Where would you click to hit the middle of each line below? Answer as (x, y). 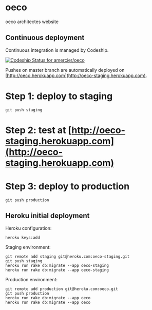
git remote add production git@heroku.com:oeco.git (62, 289)
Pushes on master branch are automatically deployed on (65, 70)
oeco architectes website (32, 22)
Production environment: (32, 279)
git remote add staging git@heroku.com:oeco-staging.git (68, 256)
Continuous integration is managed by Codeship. (57, 50)
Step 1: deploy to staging (59, 96)
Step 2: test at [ (39, 130)
